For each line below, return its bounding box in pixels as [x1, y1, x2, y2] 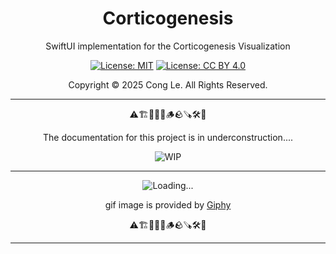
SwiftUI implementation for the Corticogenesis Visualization [45, 40, 291, 52]
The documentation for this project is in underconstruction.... [42, 131, 294, 143]
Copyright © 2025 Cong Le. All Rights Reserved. [68, 78, 268, 91]
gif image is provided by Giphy [104, 198, 232, 211]
